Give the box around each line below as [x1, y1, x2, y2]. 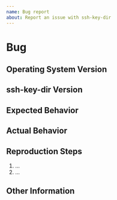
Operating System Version [6, 64, 107, 75]
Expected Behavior [6, 105, 79, 115]
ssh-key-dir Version [6, 85, 83, 95]
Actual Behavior [6, 126, 68, 136]
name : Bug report [6, 8, 50, 15]
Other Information [6, 186, 75, 196]
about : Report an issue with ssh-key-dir [6, 14, 112, 20]
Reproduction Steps [6, 146, 82, 157]
